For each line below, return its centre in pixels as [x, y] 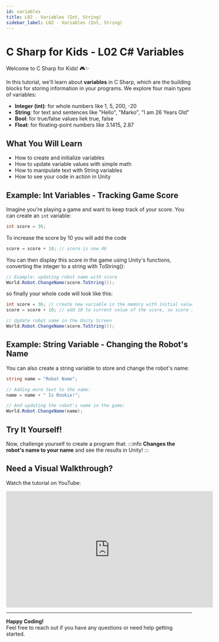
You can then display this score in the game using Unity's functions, [89, 260]
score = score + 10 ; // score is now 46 [57, 249]
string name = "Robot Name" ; [42, 379]
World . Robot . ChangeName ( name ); [45, 411]
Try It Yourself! [34, 430]
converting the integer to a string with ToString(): [66, 266]
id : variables [24, 12]
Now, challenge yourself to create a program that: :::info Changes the [91, 444]
